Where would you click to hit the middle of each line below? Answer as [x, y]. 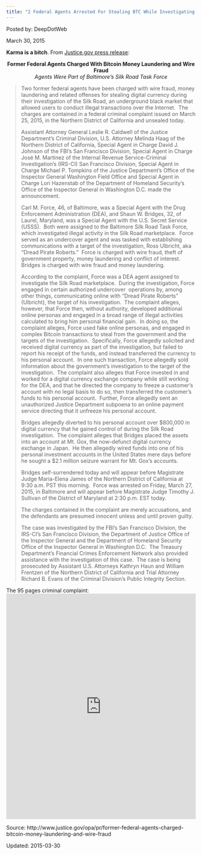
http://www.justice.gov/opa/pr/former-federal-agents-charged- [105, 827]
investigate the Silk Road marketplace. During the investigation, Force [108, 283]
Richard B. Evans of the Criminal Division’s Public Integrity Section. [103, 578]
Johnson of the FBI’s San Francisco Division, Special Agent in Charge [107, 151]
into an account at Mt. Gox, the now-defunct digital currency [96, 441]
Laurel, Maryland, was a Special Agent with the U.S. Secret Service [104, 220]
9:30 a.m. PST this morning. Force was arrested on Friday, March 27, [107, 485]
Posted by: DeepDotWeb [37, 29]
